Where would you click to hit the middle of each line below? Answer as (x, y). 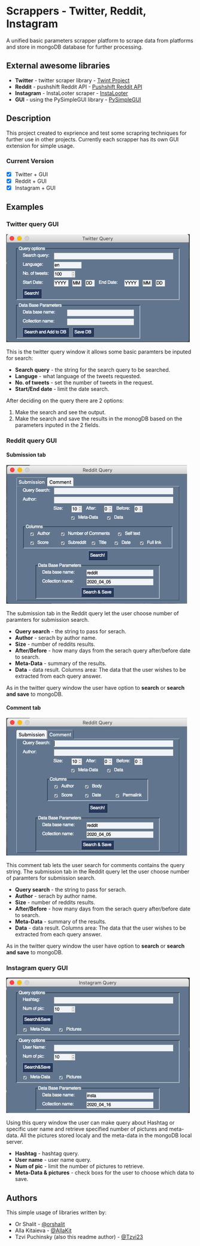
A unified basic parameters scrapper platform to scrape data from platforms (100, 40)
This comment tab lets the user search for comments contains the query (96, 865)
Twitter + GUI (31, 174)
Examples (25, 207)
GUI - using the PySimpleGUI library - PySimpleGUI (78, 99)
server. (15, 1142)
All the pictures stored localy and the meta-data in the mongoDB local (106, 1135)
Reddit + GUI (31, 181)
